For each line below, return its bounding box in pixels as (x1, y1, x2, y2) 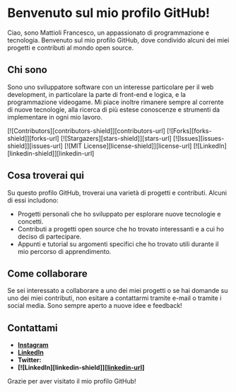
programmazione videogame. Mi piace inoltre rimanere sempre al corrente (7, 98, 224, 106)
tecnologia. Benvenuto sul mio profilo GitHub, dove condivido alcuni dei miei (7, 35, 230, 44)
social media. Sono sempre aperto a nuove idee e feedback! (7, 301, 182, 310)
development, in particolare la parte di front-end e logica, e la (7, 90, 186, 98)
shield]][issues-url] (7, 142, 64, 150)
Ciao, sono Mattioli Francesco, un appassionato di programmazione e (7, 28, 210, 37)
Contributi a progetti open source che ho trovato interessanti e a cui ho (17, 224, 225, 233)
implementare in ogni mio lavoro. (7, 113, 102, 121)
